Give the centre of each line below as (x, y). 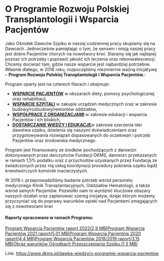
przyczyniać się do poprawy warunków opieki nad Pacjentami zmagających (81, 201)
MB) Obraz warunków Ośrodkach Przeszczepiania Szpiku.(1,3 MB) (71, 244)
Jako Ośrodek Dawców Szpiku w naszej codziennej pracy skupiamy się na (80, 43)
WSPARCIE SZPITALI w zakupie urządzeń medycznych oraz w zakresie (84, 104)
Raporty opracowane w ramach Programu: (49, 217)
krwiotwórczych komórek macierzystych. (47, 170)
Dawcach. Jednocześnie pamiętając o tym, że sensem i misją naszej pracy (80, 48)
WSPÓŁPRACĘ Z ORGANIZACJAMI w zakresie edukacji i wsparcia (80, 114)
